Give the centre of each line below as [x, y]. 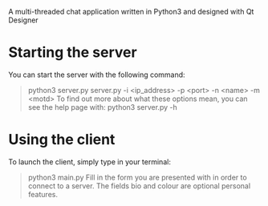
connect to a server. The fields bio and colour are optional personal [139, 186]
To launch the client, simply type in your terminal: [89, 162]
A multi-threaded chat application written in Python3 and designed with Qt [131, 12]
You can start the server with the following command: [97, 75]
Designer [23, 20]
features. [43, 194]
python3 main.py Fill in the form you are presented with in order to [137, 177]
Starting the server [73, 53]
